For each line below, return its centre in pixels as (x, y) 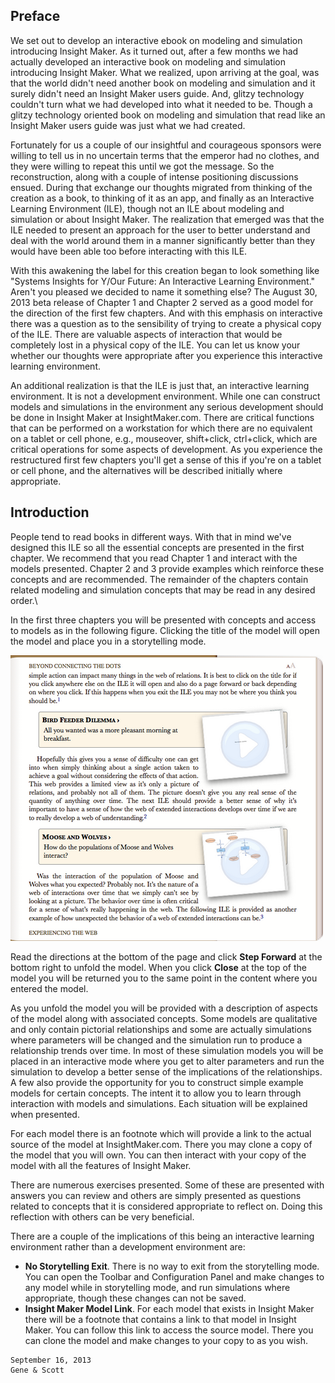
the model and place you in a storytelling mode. (108, 641)
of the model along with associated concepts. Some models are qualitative (164, 1018)
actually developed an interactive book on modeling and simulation (148, 61)
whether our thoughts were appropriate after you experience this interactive (166, 355)
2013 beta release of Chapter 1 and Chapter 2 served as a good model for (162, 302)
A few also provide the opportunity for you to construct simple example (157, 1082)
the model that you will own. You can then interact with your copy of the (158, 1155)
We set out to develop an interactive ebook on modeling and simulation (156, 40)
